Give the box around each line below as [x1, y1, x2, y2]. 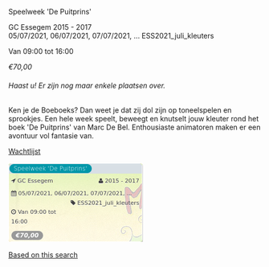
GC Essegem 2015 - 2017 [8, 23, 92, 31]
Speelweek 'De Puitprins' [8, 7, 92, 16]
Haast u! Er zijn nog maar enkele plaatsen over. [8, 80, 166, 90]
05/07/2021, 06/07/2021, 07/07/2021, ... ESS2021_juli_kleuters [8, 31, 214, 40]
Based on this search [8, 250, 79, 260]
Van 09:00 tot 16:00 [8, 47, 74, 55]
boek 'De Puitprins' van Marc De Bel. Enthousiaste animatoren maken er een [8, 122, 261, 132]
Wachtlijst [8, 146, 41, 156]
